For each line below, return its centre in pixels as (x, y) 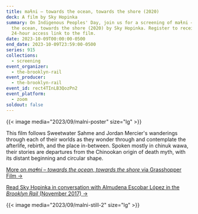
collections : (22, 55)
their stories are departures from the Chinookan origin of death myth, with (96, 152)
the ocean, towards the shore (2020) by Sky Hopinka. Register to (95, 28)
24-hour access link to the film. (54, 34)
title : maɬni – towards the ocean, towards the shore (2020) (83, 11)
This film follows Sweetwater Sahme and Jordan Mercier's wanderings (92, 133)
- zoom (19, 99)
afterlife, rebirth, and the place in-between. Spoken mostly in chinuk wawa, (97, 146)
